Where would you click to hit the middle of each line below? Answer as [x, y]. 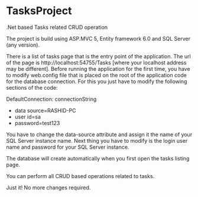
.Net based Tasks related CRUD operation [57, 27]
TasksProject [39, 11]
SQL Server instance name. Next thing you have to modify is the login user [97, 140]
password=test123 [37, 123]
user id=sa [28, 117]
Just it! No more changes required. [48, 188]
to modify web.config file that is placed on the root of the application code [97, 75]
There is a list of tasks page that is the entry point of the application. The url [98, 56]
